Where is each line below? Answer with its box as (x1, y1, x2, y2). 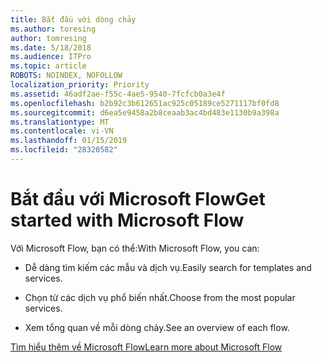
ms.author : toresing (10, 24, 97, 34)
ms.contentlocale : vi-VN (10, 126, 114, 136)
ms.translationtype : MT (10, 117, 110, 127)
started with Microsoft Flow (10, 209, 245, 232)
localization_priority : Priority (10, 80, 150, 90)
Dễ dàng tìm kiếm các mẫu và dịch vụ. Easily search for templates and (24, 261, 312, 273)
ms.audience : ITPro (10, 52, 92, 62)
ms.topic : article (10, 61, 87, 71)
